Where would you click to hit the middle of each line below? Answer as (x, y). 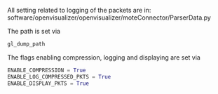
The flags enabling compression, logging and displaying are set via (104, 57)
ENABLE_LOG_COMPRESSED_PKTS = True (59, 76)
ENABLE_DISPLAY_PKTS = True (48, 83)
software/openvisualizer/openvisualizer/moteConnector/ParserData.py (109, 18)
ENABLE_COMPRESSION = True (47, 70)
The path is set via (34, 31)
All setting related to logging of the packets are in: (79, 10)
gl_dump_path (26, 44)
